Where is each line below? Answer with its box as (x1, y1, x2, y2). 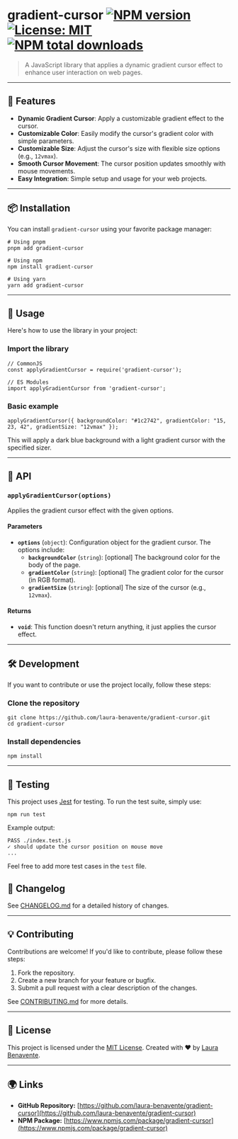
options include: (17, 545, 65, 554)
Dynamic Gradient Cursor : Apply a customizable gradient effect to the (17, 114, 225, 122)
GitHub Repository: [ (17, 1101, 80, 1109)
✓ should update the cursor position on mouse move (7, 843, 163, 851)
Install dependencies (7, 737, 81, 747)
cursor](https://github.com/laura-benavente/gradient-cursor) (17, 1109, 196, 1117)
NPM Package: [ (17, 1116, 67, 1125)
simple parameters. (17, 137, 74, 145)
